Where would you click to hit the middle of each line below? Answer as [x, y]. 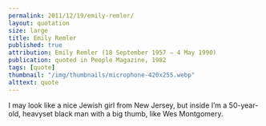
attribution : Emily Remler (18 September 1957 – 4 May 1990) [113, 53]
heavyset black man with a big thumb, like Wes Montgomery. [123, 113]
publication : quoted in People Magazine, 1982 [87, 61]
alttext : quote [34, 82]
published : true [35, 45]
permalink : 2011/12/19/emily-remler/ [71, 16]
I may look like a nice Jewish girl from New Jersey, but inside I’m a [118, 105]
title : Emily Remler [43, 38]
